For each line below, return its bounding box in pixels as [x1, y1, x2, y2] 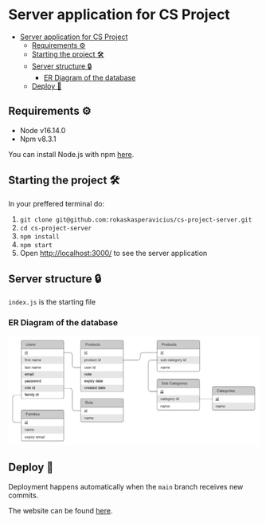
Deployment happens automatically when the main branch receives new [8, 482, 244, 491]
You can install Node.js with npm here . [8, 149, 135, 159]
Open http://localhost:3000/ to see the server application [19, 248, 208, 258]
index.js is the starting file [8, 297, 96, 307]
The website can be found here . [8, 505, 113, 515]
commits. [8, 490, 39, 500]
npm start [19, 241, 53, 249]
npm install [19, 233, 60, 241]
